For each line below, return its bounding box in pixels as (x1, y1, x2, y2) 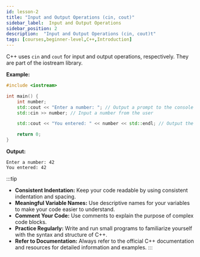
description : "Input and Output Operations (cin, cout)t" (6, 31, 156, 37)
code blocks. (14, 219, 47, 225)
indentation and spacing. (14, 193, 76, 200)
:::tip (6, 175, 17, 182)
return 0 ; (17, 131, 42, 137)
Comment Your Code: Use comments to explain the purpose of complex (14, 212, 194, 219)
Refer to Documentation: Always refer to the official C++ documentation (14, 237, 194, 244)
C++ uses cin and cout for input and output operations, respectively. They (6, 53, 189, 60)
